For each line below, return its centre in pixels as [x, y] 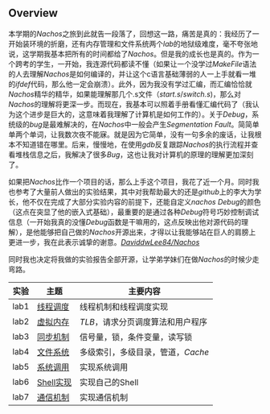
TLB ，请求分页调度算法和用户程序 [143, 321]
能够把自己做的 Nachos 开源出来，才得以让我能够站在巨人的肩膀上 [148, 232]
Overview [33, 13]
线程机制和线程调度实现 [124, 307]
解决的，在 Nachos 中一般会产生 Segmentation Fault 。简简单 [161, 124]
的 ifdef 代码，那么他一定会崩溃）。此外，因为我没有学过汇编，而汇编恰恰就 [131, 84]
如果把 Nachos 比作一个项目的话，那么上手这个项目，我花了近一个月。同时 [131, 181]
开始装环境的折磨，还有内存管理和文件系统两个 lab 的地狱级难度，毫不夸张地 [133, 43]
